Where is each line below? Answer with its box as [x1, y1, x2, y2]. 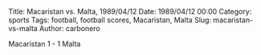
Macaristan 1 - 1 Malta [8, 39, 81, 49]
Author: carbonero [39, 24, 100, 33]
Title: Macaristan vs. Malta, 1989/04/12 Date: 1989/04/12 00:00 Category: [8, 7, 252, 16]
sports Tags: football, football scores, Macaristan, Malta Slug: [8, 15, 211, 25]
